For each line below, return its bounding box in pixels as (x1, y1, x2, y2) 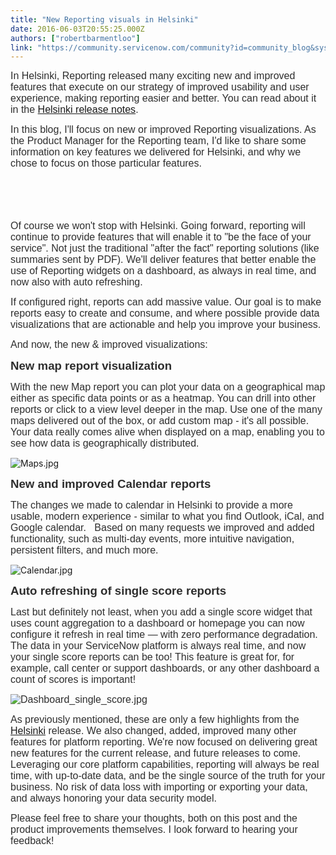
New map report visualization (10, 359, 173, 373)
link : (10, 42, 33, 53)
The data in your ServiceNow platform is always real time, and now (10, 640, 307, 652)
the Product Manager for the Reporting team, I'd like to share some (10, 135, 307, 147)
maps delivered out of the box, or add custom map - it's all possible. (10, 415, 310, 427)
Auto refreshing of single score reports (10, 584, 227, 598)
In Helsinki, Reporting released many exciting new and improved (10, 70, 296, 82)
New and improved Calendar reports (10, 477, 212, 491)
